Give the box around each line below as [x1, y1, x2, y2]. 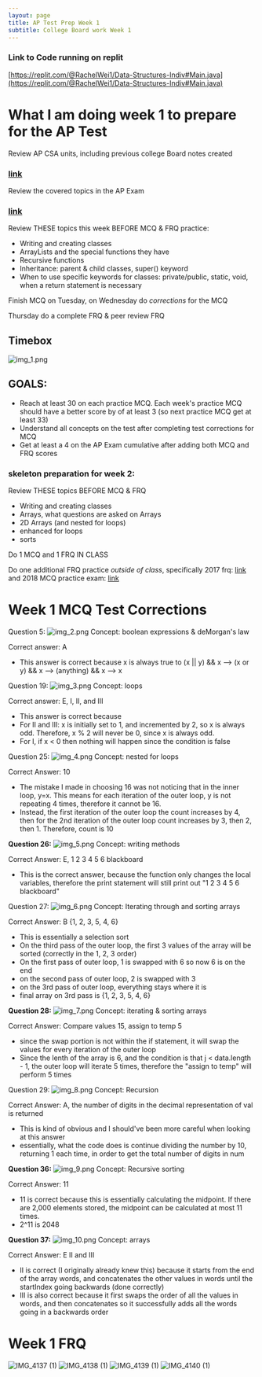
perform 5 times [19, 1070, 72, 1080]
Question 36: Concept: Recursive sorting [8, 1165, 185, 1174]
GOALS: [8, 377, 48, 391]
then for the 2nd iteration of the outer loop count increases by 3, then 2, [19, 816, 253, 826]
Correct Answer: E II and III [8, 1250, 95, 1260]
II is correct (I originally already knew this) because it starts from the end [19, 1265, 255, 1275]
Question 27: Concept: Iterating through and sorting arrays [8, 902, 241, 911]
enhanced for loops [19, 526, 83, 536]
